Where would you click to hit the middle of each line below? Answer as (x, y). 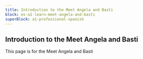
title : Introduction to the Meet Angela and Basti (59, 10)
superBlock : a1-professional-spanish (45, 19)
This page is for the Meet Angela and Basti (49, 51)
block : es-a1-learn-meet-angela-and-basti (50, 14)
